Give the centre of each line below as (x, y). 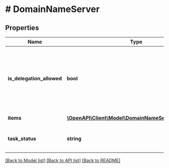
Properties (22, 28)
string (74, 139)
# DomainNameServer (53, 9)
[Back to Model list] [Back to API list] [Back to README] (63, 160)
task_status (22, 139)
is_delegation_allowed (35, 78)
